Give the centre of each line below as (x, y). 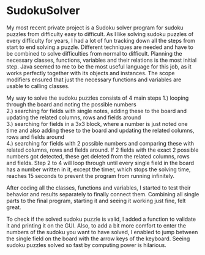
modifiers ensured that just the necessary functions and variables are (94, 79)
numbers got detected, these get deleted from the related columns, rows (98, 156)
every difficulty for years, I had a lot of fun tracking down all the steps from (101, 40)
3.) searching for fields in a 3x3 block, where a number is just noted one (97, 124)
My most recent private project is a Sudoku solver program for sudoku (95, 28)
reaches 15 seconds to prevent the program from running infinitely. (91, 176)
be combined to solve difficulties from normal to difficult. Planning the (94, 53)
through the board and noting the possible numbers (71, 104)
